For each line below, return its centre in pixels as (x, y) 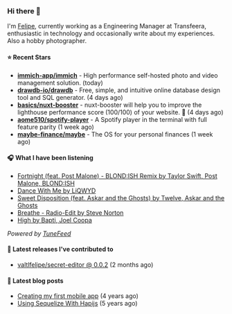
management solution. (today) (60, 82)
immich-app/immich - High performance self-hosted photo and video (117, 75)
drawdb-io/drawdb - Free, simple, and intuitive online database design (118, 90)
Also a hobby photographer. (47, 41)
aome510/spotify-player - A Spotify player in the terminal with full (112, 119)
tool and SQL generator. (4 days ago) (70, 97)
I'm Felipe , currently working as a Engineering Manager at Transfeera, (107, 26)
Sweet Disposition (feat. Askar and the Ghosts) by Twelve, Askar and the (121, 198)
